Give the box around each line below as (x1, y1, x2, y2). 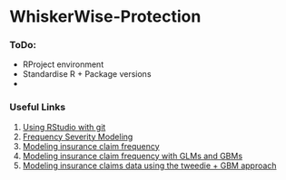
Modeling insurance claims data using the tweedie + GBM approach (22, 160, 277, 171)
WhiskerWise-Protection (9, 6, 202, 27)
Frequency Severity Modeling (22, 131, 133, 142)
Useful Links (9, 101, 66, 114)
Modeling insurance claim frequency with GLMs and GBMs (22, 150, 243, 161)
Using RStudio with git (22, 121, 106, 132)
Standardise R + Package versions (22, 69, 152, 80)
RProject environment (22, 59, 104, 70)
